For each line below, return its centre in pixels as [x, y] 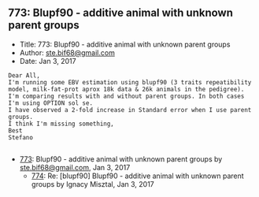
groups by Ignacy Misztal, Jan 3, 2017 [93, 184]
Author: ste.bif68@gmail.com [67, 52]
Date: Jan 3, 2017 [48, 61]
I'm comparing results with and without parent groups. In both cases [126, 96]
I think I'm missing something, [61, 124]
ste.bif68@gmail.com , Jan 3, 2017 [75, 167]
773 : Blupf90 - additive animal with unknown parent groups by [121, 159]
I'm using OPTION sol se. [50, 103]
